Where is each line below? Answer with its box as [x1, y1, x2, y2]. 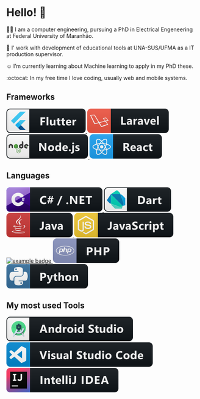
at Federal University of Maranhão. [6, 32, 93, 39]
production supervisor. [6, 50, 63, 57]
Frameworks [6, 92, 55, 103]
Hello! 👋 [6, 5, 47, 20]
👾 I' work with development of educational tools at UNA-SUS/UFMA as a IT [6, 44, 195, 51]
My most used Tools [6, 300, 85, 310]
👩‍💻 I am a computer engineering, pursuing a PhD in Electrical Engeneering [6, 26, 193, 33]
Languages [6, 170, 50, 181]
